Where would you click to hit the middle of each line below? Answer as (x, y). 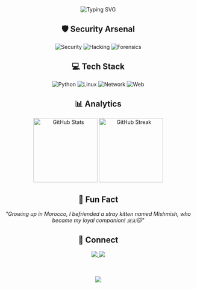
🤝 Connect (98, 240)
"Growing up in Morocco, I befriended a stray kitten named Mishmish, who (98, 214)
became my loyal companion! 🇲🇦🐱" (98, 221)
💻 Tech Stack (98, 67)
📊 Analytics (98, 104)
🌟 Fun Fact (98, 199)
